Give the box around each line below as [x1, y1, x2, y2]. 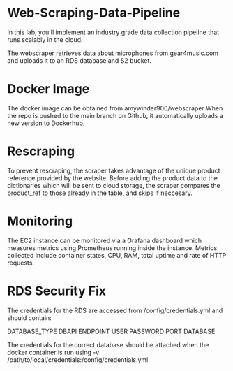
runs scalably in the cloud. [7, 35, 83, 43]
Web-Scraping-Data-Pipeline [7, 5, 181, 21]
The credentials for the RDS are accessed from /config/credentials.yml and [7, 306, 223, 314]
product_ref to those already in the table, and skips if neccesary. [7, 189, 193, 197]
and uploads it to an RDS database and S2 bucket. [7, 56, 152, 64]
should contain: [7, 313, 52, 322]
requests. [7, 259, 35, 267]
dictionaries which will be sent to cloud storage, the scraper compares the [7, 181, 221, 189]
